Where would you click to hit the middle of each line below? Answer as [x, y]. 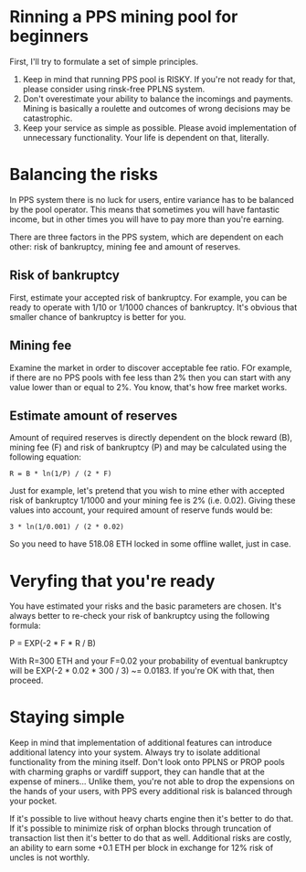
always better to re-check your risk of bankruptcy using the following [140, 616]
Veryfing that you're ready [112, 581]
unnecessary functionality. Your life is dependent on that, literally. [146, 137]
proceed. [26, 681]
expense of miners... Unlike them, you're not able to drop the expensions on [152, 782]
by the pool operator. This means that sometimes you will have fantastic [145, 209]
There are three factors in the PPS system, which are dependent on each [147, 237]
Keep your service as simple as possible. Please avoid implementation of [159, 128]
